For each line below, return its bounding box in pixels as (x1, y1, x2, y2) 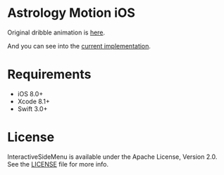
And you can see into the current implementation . (7, 41, 151, 50)
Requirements (7, 67, 92, 82)
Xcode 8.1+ (17, 97, 51, 105)
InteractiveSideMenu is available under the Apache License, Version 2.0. (7, 153, 218, 161)
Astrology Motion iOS (7, 5, 136, 21)
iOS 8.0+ (17, 89, 44, 98)
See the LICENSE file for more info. (7, 160, 109, 168)
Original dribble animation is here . (7, 28, 106, 37)
